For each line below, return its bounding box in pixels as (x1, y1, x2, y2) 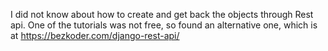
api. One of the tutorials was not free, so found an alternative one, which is (10, 19, 318, 31)
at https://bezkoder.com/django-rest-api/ (10, 30, 180, 41)
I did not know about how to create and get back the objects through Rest (10, 9, 314, 20)
